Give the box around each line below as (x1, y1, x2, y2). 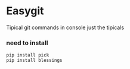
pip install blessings (6, 58, 63, 64)
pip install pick (6, 52, 49, 58)
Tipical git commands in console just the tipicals (6, 24, 124, 31)
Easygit (6, 4, 44, 18)
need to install (6, 39, 48, 47)
